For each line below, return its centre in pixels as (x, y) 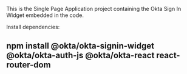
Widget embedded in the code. (45, 15)
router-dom (29, 65)
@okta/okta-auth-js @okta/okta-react (80, 55)
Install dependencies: (33, 27)
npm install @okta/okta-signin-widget (80, 46)
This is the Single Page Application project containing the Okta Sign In (94, 9)
